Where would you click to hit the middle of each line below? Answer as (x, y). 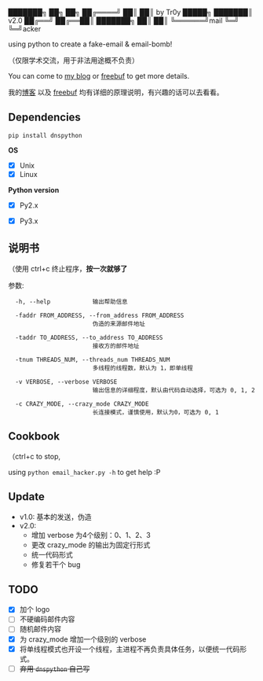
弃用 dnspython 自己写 (55, 668)
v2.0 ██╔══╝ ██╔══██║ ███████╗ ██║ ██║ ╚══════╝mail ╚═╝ (124, 20)
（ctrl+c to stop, (35, 456)
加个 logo (35, 609)
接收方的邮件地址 (116, 346)
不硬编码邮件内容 (47, 619)
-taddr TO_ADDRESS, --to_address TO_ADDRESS (89, 337)
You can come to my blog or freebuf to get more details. (99, 76)
